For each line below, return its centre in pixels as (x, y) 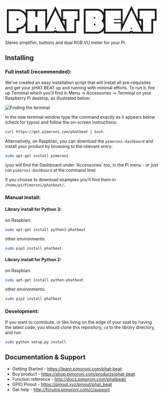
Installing (19, 58)
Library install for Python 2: (33, 259)
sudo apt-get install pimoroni (37, 156)
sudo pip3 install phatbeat (34, 249)
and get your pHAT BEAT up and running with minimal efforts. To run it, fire (80, 87)
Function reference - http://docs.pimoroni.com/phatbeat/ (69, 379)
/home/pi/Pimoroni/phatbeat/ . (35, 185)
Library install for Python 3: (33, 209)
